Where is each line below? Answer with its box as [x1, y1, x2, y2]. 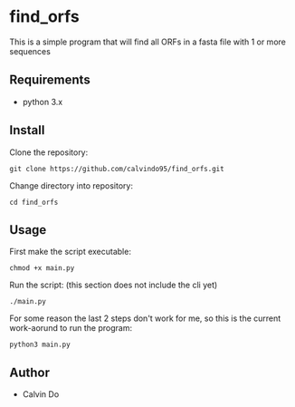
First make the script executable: [9, 247, 131, 257]
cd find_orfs [9, 198, 59, 207]
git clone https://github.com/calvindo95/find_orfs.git [9, 164, 224, 173]
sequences [9, 45, 52, 56]
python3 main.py [9, 340, 71, 350]
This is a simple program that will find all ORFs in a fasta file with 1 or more [9, 36, 287, 47]
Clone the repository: [9, 147, 89, 158]
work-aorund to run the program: [9, 323, 133, 334]
